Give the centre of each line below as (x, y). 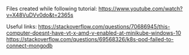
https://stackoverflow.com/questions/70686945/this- (104, 27)
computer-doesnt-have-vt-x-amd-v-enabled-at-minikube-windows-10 (94, 33)
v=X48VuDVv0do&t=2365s (40, 15)
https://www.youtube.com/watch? (141, 9)
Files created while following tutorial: (52, 9)
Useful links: (22, 27)
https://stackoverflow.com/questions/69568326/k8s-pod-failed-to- (90, 39)
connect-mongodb (29, 45)
